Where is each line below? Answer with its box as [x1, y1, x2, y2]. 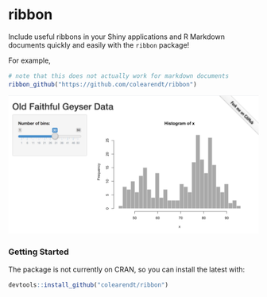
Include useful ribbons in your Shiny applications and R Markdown [8, 32, 225, 41]
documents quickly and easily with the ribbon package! [8, 40, 190, 49]
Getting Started [8, 246, 69, 257]
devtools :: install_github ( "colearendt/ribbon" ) [8, 280, 169, 289]
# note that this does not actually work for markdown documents [8, 71, 229, 80]
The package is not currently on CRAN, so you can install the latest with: [8, 264, 246, 274]
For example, [8, 56, 52, 65]
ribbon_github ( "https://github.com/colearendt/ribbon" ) [8, 80, 197, 88]
